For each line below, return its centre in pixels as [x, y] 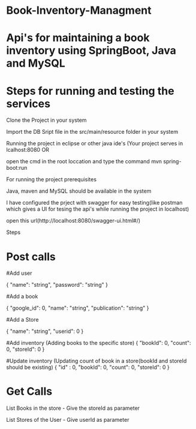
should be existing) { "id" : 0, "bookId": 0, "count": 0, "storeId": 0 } [88, 367]
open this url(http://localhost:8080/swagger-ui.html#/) [73, 221]
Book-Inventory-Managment [79, 10]
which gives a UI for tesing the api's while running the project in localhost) [98, 209]
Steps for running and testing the [91, 91]
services [28, 103]
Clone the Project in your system [46, 120]
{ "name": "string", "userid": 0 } [45, 331]
